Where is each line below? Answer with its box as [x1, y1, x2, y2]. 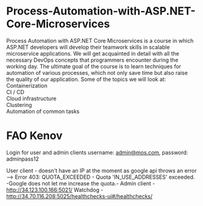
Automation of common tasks [6, 108, 80, 115]
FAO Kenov [6, 129, 63, 143]
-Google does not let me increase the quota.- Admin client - [6, 179, 155, 187]
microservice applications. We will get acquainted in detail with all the [6, 50, 179, 57]
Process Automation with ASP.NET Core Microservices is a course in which [6, 37, 194, 44]
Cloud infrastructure [6, 95, 57, 102]
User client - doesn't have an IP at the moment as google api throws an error [6, 167, 197, 174]
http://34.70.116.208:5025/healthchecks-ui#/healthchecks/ [6, 192, 153, 200]
